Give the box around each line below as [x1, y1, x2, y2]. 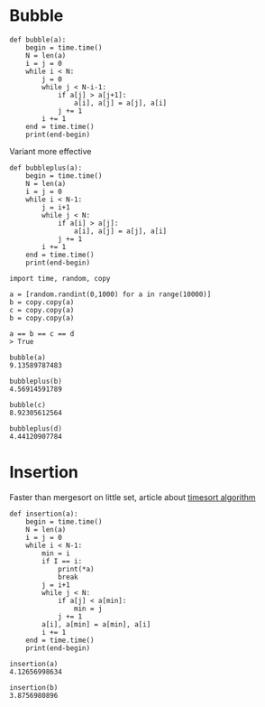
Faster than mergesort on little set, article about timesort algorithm [9, 491, 256, 502]
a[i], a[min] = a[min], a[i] [41, 619, 151, 628]
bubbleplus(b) [9, 377, 63, 386]
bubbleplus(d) [9, 423, 63, 433]
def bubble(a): [9, 35, 67, 44]
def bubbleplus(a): [9, 163, 83, 172]
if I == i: [41, 556, 83, 565]
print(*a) [57, 564, 95, 573]
